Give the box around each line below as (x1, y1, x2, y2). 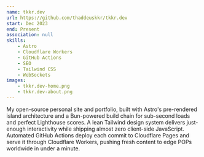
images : (6, 77, 26, 83)
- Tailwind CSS (17, 66, 57, 72)
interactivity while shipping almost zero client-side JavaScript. (26, 125, 184, 132)
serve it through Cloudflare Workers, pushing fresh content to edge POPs (6, 138, 192, 145)
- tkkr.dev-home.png (17, 83, 70, 90)
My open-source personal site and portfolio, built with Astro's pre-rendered (6, 105, 198, 113)
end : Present (6, 26, 40, 33)
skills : (6, 37, 26, 44)
